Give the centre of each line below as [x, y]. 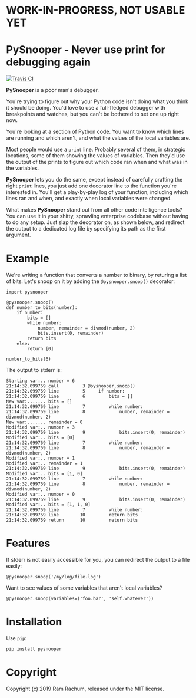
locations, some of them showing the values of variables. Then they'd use [96, 156]
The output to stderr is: [34, 370]
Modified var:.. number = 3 [41, 427]
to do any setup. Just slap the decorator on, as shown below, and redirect [95, 222]
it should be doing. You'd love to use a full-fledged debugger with [86, 108]
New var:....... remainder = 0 [44, 422]
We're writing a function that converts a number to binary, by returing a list [97, 275]
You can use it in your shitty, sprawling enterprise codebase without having [97, 216]
